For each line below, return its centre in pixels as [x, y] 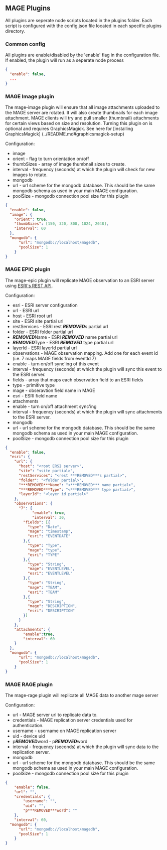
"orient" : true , [31, 219]
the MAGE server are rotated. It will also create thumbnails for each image [81, 112]
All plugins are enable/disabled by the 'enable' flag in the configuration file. [83, 55]
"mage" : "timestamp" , [50, 531]
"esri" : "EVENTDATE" [49, 536]
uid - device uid [29, 736]
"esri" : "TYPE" [43, 555]
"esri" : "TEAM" [43, 592]
